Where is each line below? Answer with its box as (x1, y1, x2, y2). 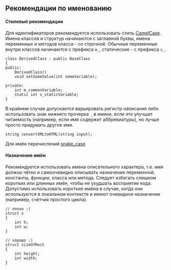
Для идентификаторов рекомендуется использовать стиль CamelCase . (5, 30, 161, 36)
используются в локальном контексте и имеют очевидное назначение (5, 191, 160, 197)
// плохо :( (5, 206, 31, 212)
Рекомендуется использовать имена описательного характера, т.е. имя (5, 163, 163, 170)
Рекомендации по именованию (5, 4, 112, 13)
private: (5, 83, 24, 88)
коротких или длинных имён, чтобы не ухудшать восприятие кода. (5, 180, 152, 186)
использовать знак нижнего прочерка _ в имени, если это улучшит (5, 111, 153, 117)
